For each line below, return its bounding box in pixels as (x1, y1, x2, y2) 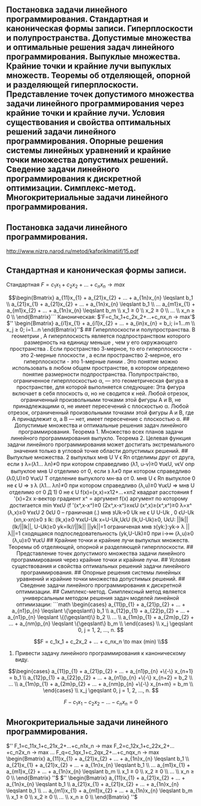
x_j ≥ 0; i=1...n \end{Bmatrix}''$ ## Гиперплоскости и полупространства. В (6, 326, 196, 333)
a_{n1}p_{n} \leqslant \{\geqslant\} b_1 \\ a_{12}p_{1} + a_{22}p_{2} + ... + (11, 607, 190, 614)
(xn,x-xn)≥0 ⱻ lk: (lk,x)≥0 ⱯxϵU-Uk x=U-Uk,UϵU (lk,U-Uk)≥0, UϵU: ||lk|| (13, 516, 188, 523)
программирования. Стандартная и (6, 14, 149, 25)
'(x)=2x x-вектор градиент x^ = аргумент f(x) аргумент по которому (14, 495, 188, 502)
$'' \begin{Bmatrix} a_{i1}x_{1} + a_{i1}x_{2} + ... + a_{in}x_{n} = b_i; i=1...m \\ (7, 320, 195, 327)
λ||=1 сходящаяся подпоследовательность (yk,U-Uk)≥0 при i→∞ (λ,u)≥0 (8, 530, 194, 537)
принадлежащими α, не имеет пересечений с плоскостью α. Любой (13, 402, 189, 410)
